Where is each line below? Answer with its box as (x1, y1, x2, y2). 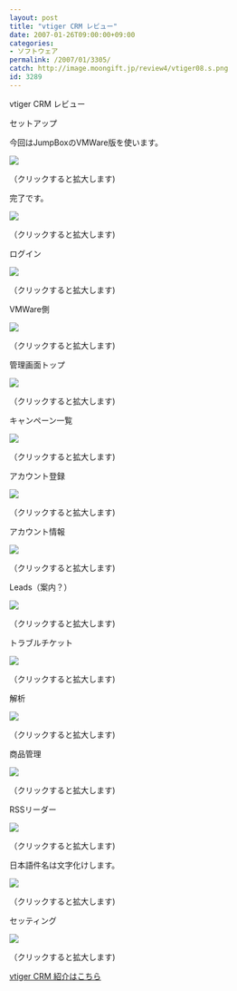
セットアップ (9, 117, 57, 128)
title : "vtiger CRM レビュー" (9, 22, 118, 31)
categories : (9, 38, 54, 48)
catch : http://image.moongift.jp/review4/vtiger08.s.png (9, 64, 229, 74)
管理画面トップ (9, 359, 65, 370)
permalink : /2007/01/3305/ (9, 55, 111, 64)
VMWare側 (9, 303, 50, 314)
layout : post (9, 13, 59, 23)
